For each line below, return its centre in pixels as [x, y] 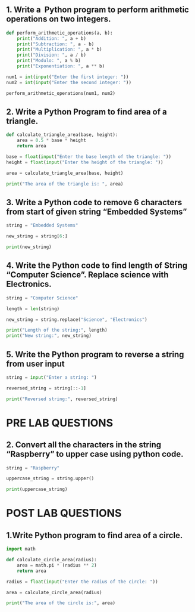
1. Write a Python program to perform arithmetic [97, 10]
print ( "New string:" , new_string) [49, 336]
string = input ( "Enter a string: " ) [51, 377]
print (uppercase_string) [37, 489]
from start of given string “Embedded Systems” [97, 211]
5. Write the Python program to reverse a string [95, 354]
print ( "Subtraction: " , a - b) [56, 44]
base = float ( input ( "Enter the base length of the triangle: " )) [89, 157]
